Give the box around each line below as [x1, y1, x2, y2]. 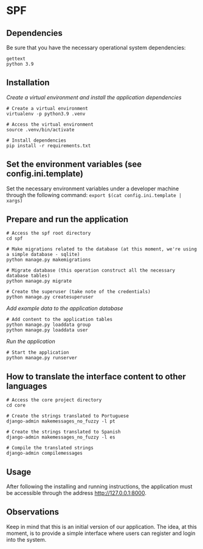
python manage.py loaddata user [6, 327, 88, 333]
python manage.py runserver [6, 355, 78, 361]
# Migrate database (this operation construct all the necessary [6, 268, 175, 274]
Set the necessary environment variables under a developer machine [6, 185, 179, 192]
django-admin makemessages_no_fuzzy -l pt [6, 418, 115, 424]
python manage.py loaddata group [6, 322, 91, 328]
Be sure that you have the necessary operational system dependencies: [6, 44, 186, 51]
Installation [6, 77, 50, 88]
